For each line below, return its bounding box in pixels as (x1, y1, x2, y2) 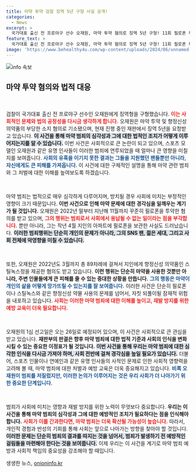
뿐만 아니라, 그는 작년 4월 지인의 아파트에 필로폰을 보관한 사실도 (18, 222, 163, 229)
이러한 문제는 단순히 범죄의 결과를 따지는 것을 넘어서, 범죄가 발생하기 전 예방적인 (6, 432, 185, 439)
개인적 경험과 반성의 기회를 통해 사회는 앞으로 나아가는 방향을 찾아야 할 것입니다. (6, 425, 188, 432)
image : (6, 47, 22, 53)
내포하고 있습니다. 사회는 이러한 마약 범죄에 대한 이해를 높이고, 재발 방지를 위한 (12, 297, 189, 304)
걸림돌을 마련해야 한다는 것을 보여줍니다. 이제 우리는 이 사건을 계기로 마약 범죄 (6, 440, 183, 447)
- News (11, 19, 27, 25)
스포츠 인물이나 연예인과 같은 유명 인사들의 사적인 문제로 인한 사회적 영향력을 (13, 357, 188, 364)
